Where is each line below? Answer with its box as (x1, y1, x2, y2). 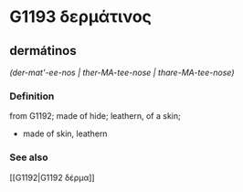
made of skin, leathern (22, 128, 108, 139)
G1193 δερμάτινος (9, 6, 153, 27)
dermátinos (9, 43, 77, 59)
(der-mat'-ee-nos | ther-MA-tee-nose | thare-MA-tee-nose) (9, 67, 235, 78)
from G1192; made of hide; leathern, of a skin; (9, 111, 181, 122)
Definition (9, 90, 55, 102)
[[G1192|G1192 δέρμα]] (9, 172, 95, 183)
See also (9, 151, 48, 164)
